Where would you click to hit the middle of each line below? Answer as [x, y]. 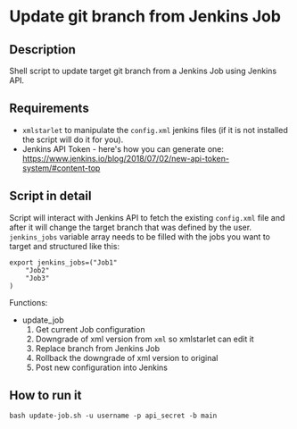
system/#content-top [61, 168]
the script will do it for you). [73, 139]
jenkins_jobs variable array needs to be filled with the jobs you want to [140, 236]
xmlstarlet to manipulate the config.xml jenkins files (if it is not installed [155, 130]
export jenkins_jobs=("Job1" [63, 262]
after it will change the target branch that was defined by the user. [131, 227]
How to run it [45, 395]
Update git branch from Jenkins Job [145, 17]
